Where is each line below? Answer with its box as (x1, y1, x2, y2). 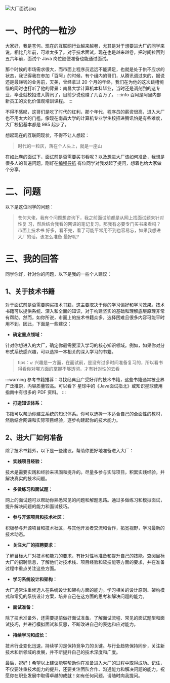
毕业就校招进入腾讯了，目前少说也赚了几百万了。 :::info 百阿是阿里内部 (14, 91, 161, 97)
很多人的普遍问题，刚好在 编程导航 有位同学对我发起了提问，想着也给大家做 (5, 160, 162, 166)
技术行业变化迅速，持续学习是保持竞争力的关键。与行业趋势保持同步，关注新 (5, 643, 165, 649)
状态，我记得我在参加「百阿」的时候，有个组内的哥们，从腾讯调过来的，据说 (5, 73, 165, 79)
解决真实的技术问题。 (5, 476, 50, 482)
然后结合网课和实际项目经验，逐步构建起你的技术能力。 (5, 417, 120, 423)
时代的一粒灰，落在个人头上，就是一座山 (17, 142, 102, 149)
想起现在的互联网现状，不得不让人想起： (5, 132, 90, 138)
